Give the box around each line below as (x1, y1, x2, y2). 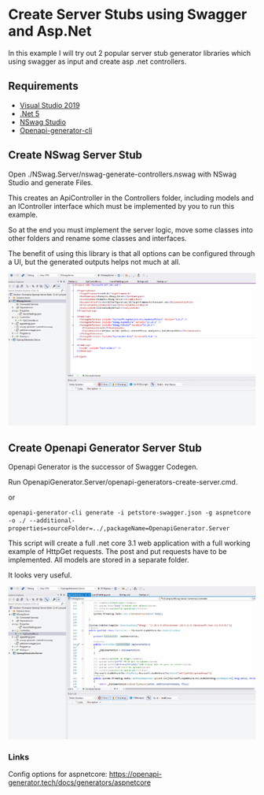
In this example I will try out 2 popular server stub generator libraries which (8, 48, 251, 58)
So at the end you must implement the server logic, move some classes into (8, 225, 254, 234)
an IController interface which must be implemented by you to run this (8, 201, 235, 210)
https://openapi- (108, 770, 163, 779)
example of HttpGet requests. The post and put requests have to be (8, 547, 227, 556)
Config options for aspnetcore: (8, 770, 108, 779)
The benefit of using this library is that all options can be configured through (8, 248, 255, 258)
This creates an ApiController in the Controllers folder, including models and (8, 193, 254, 202)
